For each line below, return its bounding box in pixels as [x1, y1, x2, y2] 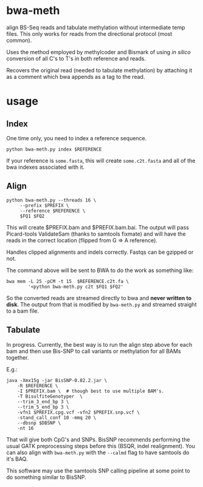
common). [6, 36, 32, 44]
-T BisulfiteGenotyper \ [17, 393, 83, 400]
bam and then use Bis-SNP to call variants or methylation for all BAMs [6, 347, 181, 355]
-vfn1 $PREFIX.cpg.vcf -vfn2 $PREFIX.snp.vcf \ [17, 409, 140, 415]
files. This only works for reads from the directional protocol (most [6, 30, 173, 37]
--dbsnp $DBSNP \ [17, 420, 61, 426]
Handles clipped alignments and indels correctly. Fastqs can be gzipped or [6, 248, 194, 256]
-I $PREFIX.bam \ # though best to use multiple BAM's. [17, 388, 165, 394]
